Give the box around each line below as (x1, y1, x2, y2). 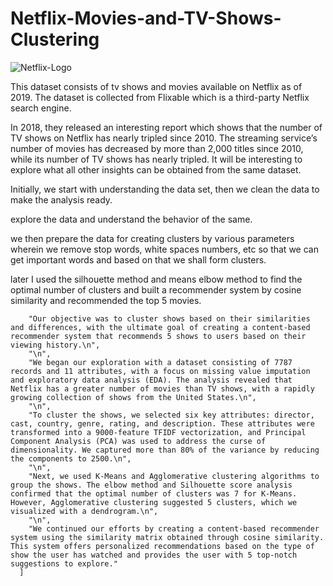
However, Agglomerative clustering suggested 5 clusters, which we (10, 497, 298, 507)
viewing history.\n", (10, 340, 101, 350)
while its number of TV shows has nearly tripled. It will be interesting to (10, 153, 303, 165)
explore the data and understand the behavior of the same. (10, 213, 253, 225)
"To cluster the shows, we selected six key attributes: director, (28, 410, 315, 420)
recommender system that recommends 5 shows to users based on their (10, 331, 307, 341)
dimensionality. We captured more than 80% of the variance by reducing (10, 445, 320, 455)
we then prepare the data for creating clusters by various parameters (10, 232, 295, 244)
